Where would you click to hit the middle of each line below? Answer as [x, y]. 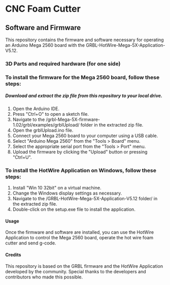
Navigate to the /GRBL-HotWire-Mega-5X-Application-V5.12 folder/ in [85, 199]
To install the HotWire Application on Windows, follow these [81, 170]
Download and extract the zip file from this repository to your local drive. [84, 96]
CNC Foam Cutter [43, 9]
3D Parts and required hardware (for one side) [63, 64]
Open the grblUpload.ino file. [43, 130]
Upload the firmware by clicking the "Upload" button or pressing [80, 152]
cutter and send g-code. [31, 243]
